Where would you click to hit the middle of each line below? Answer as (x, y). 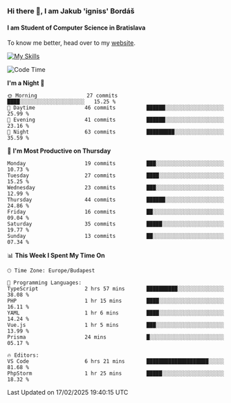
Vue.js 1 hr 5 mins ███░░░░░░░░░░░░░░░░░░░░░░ (116, 325)
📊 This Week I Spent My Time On (56, 256)
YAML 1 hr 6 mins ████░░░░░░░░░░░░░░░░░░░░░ (116, 313)
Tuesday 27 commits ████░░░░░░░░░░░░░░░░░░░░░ (116, 176)
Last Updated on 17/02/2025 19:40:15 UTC (68, 393)
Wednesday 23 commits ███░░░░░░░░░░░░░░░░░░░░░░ (116, 188)
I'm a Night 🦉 (26, 83)
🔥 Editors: (23, 355)
